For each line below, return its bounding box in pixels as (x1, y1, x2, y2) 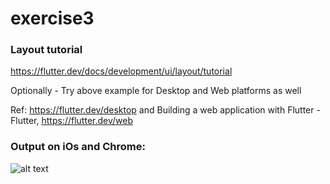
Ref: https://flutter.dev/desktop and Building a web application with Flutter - (10, 104, 321, 116)
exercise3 (10, 7, 95, 30)
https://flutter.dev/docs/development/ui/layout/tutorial (10, 65, 233, 77)
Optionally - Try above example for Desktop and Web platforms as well (10, 85, 302, 97)
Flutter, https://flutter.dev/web (10, 115, 134, 127)
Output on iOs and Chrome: (10, 140, 146, 154)
